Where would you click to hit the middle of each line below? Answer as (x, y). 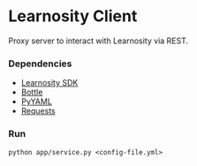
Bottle (32, 92)
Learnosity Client (73, 16)
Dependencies (40, 64)
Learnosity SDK (49, 83)
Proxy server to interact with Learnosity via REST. (98, 41)
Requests (38, 111)
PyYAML (36, 102)
